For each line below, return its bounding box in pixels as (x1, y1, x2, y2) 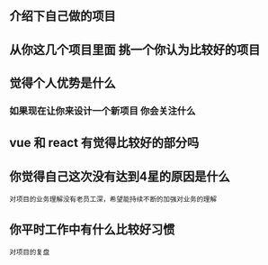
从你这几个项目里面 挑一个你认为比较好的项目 (9, 41, 261, 57)
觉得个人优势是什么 (9, 76, 116, 91)
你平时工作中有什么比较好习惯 (9, 222, 175, 237)
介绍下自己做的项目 (9, 8, 116, 24)
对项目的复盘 (9, 248, 50, 257)
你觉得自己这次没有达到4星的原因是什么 (9, 169, 231, 184)
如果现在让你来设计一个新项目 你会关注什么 (9, 105, 196, 117)
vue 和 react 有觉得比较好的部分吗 (9, 135, 200, 151)
